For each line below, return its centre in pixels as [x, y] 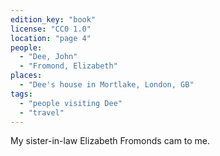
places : [26, 76]
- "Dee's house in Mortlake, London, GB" [107, 85]
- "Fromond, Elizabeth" [68, 66]
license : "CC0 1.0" [51, 29]
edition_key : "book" [53, 19]
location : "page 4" [51, 38]
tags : [21, 94]
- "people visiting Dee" [71, 103]
